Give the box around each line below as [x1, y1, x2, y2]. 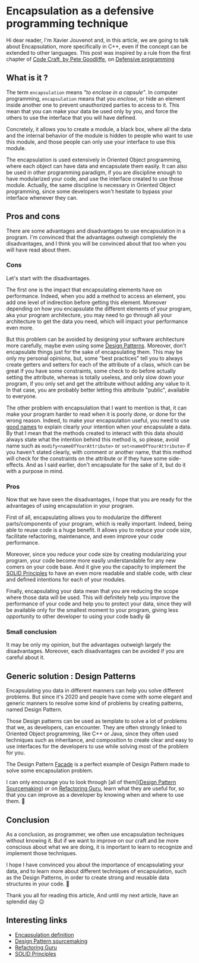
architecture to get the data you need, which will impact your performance [6, 318, 188, 325]
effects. [6, 461, 25, 468]
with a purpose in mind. [6, 467, 64, 474]
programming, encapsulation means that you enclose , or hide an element [6, 95, 185, 102]
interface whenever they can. [6, 194, 78, 201]
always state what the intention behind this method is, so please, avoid [6, 436, 179, 443]
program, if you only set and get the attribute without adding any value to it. [6, 380, 191, 387]
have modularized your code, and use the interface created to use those [6, 175, 183, 182]
